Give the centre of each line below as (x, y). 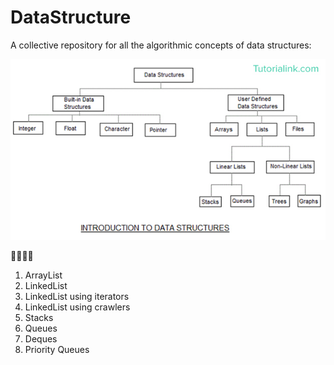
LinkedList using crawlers (77, 307)
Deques (41, 338)
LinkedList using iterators (77, 296)
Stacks (39, 317)
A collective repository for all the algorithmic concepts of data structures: (161, 45)
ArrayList (43, 275)
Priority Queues (57, 349)
